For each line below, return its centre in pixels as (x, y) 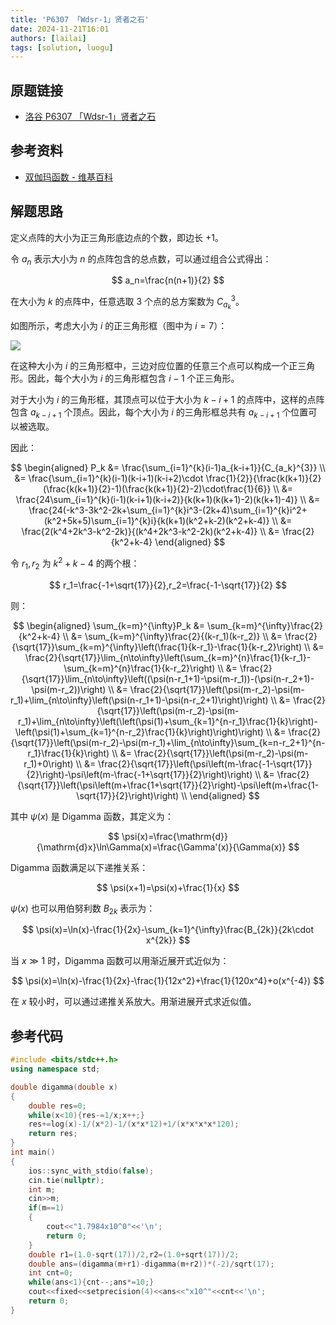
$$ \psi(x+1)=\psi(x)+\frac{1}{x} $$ (168, 887)
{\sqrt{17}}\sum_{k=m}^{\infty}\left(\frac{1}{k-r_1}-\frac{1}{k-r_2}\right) (157, 647)
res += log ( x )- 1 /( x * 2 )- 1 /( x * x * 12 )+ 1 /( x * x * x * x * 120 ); (134, 1124)
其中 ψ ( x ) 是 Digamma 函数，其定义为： (92, 816)
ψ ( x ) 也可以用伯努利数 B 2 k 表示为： (83, 909)
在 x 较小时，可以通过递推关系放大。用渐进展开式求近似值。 (133, 1002)
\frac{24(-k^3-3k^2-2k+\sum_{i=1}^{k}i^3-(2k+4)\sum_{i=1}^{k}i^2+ (168, 510)
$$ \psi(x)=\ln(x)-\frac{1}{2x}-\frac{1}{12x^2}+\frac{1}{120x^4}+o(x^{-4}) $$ (168, 981)
